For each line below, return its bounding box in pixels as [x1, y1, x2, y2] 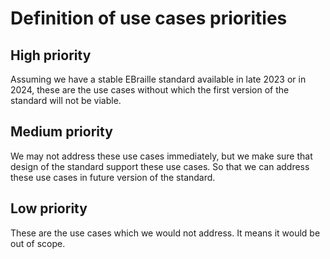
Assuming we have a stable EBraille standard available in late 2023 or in [10, 73, 307, 85]
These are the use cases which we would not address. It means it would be [10, 227, 321, 239]
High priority [10, 47, 92, 64]
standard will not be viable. [10, 95, 122, 106]
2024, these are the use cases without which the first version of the [10, 84, 290, 96]
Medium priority [10, 123, 113, 141]
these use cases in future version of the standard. [10, 171, 216, 183]
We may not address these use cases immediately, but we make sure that [10, 150, 313, 162]
